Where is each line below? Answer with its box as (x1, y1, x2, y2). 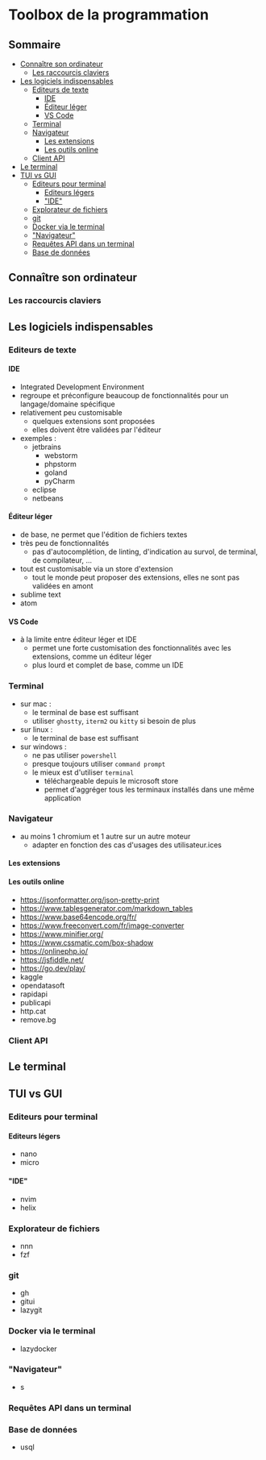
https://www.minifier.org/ (19, 929, 104, 938)
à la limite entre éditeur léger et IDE (19, 634, 137, 644)
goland (44, 468, 68, 477)
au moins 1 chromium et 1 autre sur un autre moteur (19, 831, 191, 841)
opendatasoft (19, 980, 65, 990)
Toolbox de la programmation (8, 6, 210, 24)
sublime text (19, 590, 61, 600)
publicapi (19, 997, 51, 1007)
